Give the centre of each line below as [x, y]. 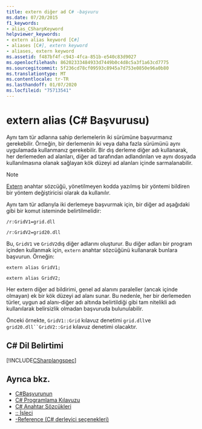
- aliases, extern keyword [40, 51]
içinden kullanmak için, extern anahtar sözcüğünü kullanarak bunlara [92, 250]
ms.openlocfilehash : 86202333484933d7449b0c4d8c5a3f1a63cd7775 [88, 62]
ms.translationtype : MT [36, 74]
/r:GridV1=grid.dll [31, 222]
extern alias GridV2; [34, 278]
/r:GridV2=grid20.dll [34, 232]
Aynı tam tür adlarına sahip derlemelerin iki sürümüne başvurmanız [90, 137]
